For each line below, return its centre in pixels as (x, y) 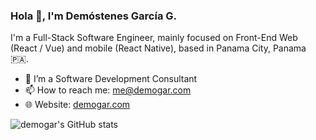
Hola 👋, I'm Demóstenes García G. (94, 16)
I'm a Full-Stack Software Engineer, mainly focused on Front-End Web (154, 38)
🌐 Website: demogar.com (77, 105)
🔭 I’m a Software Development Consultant (111, 79)
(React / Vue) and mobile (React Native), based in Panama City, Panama (158, 48)
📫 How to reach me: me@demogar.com (108, 90)
